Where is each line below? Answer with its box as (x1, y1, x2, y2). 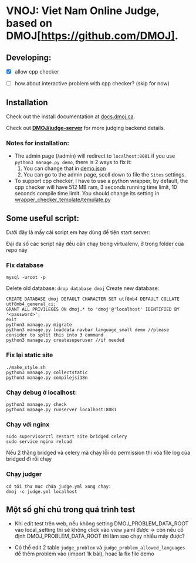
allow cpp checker (14, 68, 60, 75)
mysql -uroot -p (6, 275, 46, 281)
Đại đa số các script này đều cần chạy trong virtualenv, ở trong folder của (6, 240, 184, 248)
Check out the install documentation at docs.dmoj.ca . (6, 113, 136, 120)
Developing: (6, 52, 52, 62)
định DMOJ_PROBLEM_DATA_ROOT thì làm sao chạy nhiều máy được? (14, 532, 185, 539)
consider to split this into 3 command (6, 332, 104, 338)
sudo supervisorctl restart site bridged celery (6, 434, 127, 439)
